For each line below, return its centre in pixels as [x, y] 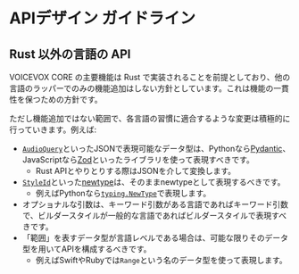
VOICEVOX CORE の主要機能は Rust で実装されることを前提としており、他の [150, 77]
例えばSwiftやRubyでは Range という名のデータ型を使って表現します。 [161, 260]
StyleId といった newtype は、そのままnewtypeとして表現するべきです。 [154, 182]
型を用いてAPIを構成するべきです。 [87, 249]
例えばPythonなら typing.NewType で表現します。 [123, 193]
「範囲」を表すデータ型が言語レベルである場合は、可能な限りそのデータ [155, 238]
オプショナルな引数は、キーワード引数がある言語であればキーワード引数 [155, 204]
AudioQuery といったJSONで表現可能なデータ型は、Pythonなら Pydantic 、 [156, 149]
